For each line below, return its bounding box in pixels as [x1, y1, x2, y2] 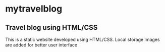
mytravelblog [5, 3, 63, 15]
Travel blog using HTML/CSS [5, 23, 98, 32]
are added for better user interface [5, 42, 77, 48]
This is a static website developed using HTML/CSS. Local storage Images [5, 36, 160, 42]
